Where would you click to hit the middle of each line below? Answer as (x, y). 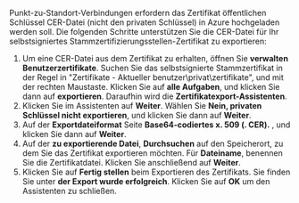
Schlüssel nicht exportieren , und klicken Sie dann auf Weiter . (137, 115)
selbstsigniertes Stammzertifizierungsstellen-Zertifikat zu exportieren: (138, 41)
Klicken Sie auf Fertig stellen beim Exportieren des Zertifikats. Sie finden (156, 172)
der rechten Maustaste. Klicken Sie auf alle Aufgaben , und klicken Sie (151, 87)
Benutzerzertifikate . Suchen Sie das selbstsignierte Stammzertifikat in (152, 68)
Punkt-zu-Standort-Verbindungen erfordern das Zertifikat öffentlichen (138, 13)
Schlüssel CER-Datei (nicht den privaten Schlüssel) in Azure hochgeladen (145, 22)
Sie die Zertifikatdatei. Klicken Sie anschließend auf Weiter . (131, 162)
